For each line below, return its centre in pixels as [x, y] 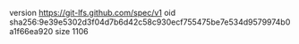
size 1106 [72, 31]
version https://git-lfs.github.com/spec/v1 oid [93, 13]
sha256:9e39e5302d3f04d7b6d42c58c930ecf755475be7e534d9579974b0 [150, 22]
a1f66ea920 [31, 31]
